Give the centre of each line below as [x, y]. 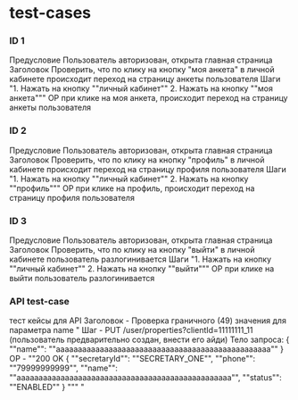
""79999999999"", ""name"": [63, 368]
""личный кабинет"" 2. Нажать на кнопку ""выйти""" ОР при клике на [142, 269]
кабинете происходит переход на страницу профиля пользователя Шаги [148, 169]
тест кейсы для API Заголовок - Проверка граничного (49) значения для [148, 321]
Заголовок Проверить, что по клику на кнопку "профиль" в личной [137, 160]
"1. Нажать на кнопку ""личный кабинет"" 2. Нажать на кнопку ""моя [141, 88]
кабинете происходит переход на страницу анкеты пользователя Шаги [145, 79]
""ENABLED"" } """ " [47, 387]
